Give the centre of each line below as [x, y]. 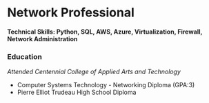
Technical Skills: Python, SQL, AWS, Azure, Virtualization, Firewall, [105, 32]
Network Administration [42, 38]
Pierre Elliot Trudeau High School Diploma [77, 92]
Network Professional [71, 13]
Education [25, 56]
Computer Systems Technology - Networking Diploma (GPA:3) [106, 85]
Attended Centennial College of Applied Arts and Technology [94, 72]
